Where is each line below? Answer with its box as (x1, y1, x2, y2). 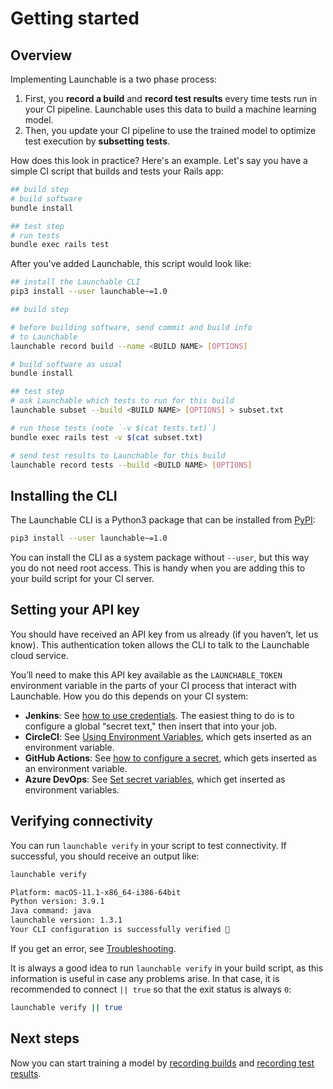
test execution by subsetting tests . (24, 135, 171, 147)
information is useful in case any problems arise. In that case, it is (10, 972, 280, 984)
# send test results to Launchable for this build (10, 450, 226, 461)
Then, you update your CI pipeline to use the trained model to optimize (24, 125, 317, 136)
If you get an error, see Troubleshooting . (10, 942, 177, 954)
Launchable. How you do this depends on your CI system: (10, 690, 249, 702)
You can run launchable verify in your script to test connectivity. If (10, 839, 287, 851)
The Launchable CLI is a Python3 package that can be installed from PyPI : (10, 514, 316, 526)
